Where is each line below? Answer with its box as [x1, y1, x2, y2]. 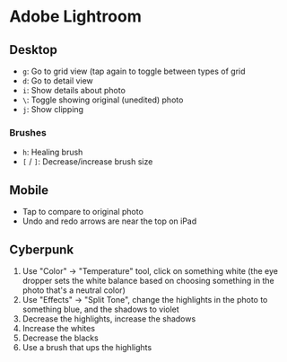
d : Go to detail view [22, 75, 94, 86]
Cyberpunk [9, 242, 74, 257]
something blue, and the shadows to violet [22, 304, 179, 314]
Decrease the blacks [22, 332, 99, 343]
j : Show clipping [22, 104, 83, 114]
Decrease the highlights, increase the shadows [22, 313, 196, 324]
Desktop [9, 42, 58, 57]
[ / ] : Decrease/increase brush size [22, 156, 153, 167]
